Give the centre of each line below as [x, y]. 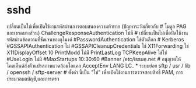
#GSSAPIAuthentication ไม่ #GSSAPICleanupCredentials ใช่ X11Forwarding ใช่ [98, 46]
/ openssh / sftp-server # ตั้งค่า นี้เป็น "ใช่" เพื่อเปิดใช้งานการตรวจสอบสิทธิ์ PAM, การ [95, 72]
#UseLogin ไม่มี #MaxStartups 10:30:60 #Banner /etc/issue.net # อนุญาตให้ [94, 59]
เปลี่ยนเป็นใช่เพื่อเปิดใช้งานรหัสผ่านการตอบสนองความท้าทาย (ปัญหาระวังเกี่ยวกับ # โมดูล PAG [97, 26]
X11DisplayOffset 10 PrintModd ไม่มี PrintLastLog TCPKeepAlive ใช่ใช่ [87, 52]
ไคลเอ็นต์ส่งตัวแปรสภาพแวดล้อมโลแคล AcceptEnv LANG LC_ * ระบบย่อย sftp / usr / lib [99, 65]
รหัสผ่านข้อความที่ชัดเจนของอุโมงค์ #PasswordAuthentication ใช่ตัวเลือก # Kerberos [95, 39]
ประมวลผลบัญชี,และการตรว [33, 79]
